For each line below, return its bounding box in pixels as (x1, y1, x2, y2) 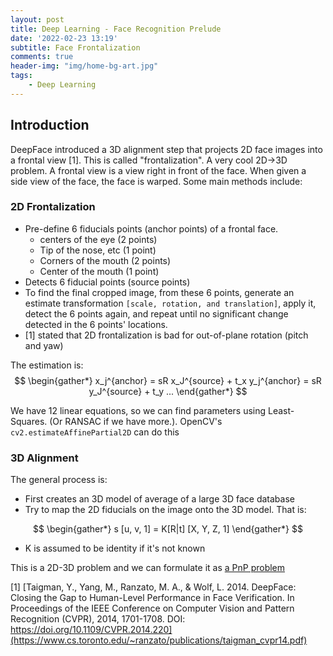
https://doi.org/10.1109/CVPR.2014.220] (10, 624, 173, 636)
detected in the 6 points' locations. (24, 318, 168, 330)
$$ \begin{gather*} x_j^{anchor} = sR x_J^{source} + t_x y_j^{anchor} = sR (14, 374, 322, 386)
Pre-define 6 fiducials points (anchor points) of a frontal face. (24, 222, 279, 235)
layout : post (10, 14, 65, 25)
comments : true (10, 52, 74, 62)
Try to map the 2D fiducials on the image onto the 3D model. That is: (24, 504, 307, 516)
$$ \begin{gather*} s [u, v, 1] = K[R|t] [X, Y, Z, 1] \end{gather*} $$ (33, 523, 303, 535)
